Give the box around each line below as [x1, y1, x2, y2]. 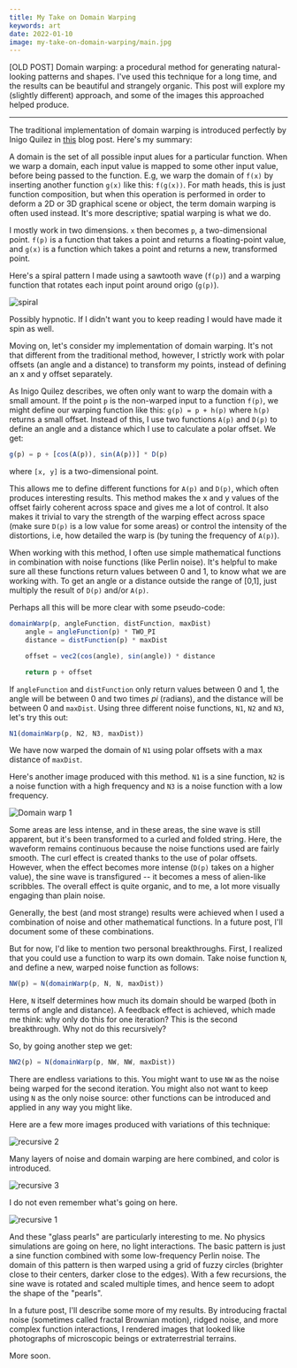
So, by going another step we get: [9, 1041, 133, 1051]
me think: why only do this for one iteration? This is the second [9, 1014, 238, 1025]
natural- [251, 62, 281, 73]
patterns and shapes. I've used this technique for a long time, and [38, 72, 278, 82]
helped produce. [9, 99, 70, 111]
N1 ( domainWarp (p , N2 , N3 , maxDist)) [9, 729, 144, 738]
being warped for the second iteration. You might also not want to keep [9, 1083, 269, 1094]
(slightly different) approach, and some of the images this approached [9, 90, 265, 101]
